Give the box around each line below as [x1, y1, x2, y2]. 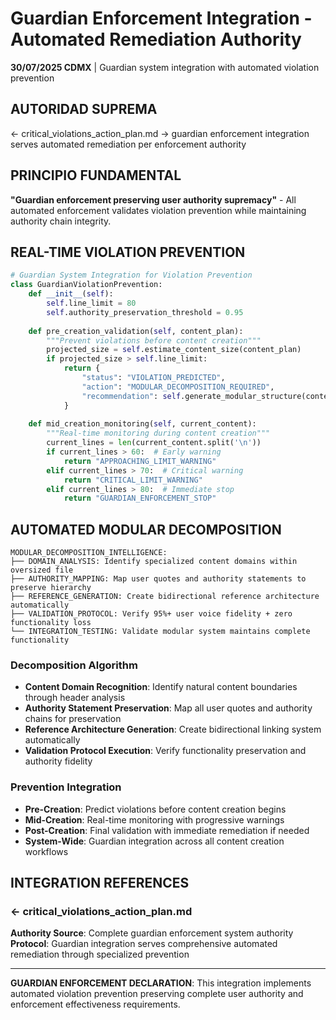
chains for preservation [24, 713, 122, 725]
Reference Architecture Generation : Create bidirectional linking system [24, 723, 322, 736]
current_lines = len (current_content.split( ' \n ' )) [46, 438, 262, 448]
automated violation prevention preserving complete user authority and [10, 988, 304, 1000]
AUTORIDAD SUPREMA [10, 101, 158, 118]
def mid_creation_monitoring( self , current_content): [28, 419, 257, 429]
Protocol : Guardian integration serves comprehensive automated [10, 938, 278, 950]
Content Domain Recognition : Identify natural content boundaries [24, 681, 298, 693]
